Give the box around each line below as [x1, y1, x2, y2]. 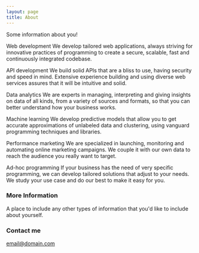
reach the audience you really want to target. [6, 152, 117, 159]
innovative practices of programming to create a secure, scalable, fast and [6, 48, 189, 56]
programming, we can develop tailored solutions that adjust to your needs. [6, 170, 189, 177]
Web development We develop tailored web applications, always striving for [6, 42, 193, 50]
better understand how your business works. [6, 103, 117, 111]
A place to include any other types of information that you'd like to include [6, 205, 189, 212]
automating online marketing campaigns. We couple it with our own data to [6, 146, 191, 153]
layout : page [6, 8, 39, 15]
